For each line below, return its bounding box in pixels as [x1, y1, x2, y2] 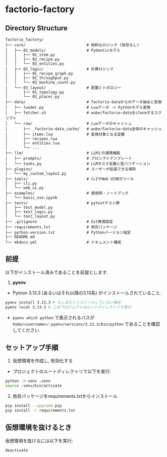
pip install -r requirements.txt [5, 408, 76, 413]
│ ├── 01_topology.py [5, 90, 65, 95]
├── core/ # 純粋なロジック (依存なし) [5, 43, 140, 48]
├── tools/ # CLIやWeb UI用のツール [5, 176, 134, 181]
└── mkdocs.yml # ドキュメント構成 [5, 240, 122, 245]
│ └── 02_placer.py [5, 94, 60, 99]
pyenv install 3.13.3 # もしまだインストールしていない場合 [5, 300, 121, 305]
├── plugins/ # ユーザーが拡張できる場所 [5, 167, 136, 172]
